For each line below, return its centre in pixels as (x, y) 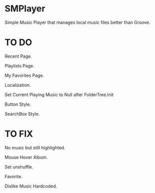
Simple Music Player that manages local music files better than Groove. (77, 22)
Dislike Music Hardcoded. (31, 186)
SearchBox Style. (22, 114)
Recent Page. (18, 56)
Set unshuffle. (19, 167)
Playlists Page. (20, 65)
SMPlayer (25, 9)
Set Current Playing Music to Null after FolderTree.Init (59, 94)
